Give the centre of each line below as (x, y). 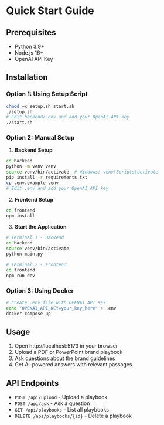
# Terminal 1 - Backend (35, 238)
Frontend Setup (34, 199)
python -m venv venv (31, 166)
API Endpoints (33, 383)
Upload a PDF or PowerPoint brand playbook (69, 352)
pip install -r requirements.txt (47, 178)
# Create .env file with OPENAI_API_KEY (56, 302)
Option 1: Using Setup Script (47, 94)
